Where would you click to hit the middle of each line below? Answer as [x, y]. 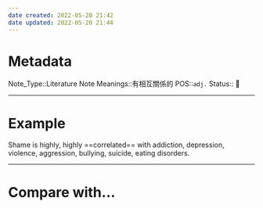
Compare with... [62, 192]
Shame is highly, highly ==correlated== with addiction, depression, [116, 145]
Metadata [40, 61]
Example [37, 123]
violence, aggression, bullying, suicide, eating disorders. [99, 153]
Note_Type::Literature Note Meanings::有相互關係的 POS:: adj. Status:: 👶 [124, 84]
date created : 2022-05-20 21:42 [61, 15]
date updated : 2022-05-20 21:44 [61, 23]
